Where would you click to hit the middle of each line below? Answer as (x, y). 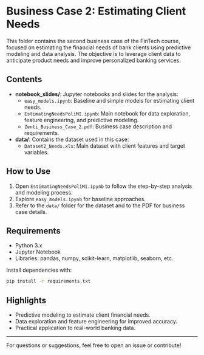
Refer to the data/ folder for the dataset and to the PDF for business (100, 205)
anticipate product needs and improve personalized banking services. (93, 60)
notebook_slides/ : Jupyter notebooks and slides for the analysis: (97, 94)
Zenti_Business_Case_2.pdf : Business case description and (98, 126)
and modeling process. (44, 192)
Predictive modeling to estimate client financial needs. (83, 315)
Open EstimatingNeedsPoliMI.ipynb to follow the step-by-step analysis (104, 186)
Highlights (26, 300)
